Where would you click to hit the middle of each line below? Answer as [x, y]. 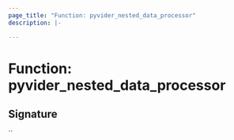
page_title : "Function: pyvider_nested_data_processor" [102, 15]
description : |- [35, 23]
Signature [33, 114]
